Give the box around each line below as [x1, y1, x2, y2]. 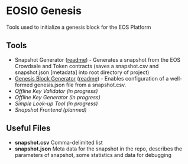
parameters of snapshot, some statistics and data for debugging [14, 151, 171, 158]
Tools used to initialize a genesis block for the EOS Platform [6, 24, 151, 31]
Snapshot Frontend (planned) [14, 106, 87, 113]
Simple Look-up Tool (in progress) [14, 100, 98, 107]
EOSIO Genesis [6, 4, 82, 18]
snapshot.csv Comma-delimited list [14, 139, 103, 146]
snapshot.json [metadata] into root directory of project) [14, 69, 150, 76]
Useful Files [6, 123, 51, 133]
